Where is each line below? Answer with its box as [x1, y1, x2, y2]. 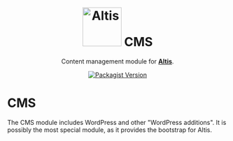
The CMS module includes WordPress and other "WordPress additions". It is [7, 118, 227, 126]
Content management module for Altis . [61, 57, 174, 66]
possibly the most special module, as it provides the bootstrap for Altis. [7, 126, 212, 134]
